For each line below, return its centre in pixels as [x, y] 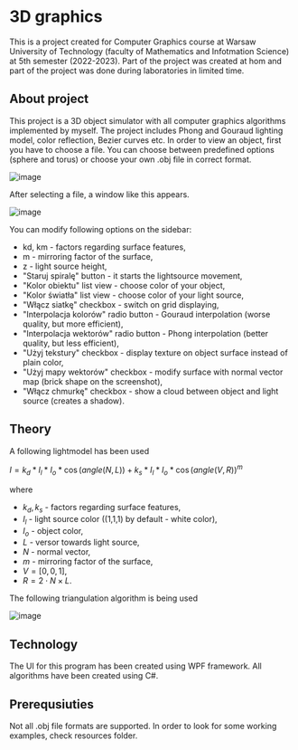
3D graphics [56, 17]
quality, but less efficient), [70, 343]
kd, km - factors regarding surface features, [104, 247]
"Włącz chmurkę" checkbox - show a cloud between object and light [150, 391]
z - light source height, [65, 266]
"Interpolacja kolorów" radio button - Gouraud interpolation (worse [146, 314]
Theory [31, 429]
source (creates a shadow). [73, 401]
